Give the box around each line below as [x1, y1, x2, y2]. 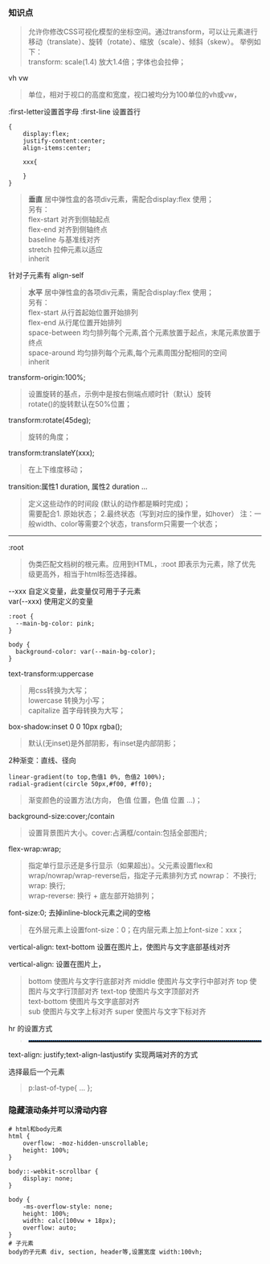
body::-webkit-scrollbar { [8, 1167, 99, 1175]
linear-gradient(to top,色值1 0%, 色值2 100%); [8, 773, 166, 782]
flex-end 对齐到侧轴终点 [27, 225, 108, 234]
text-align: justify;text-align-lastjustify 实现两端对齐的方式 [8, 1050, 198, 1060]
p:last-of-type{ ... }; [27, 1083, 92, 1093]
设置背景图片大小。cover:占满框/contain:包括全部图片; [27, 828, 207, 838]
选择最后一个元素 [8, 1067, 65, 1076]
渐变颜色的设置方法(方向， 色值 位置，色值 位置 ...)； [27, 795, 202, 805]
